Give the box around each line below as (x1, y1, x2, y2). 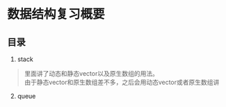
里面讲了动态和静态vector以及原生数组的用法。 (24, 69, 159, 77)
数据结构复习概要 (7, 6, 106, 22)
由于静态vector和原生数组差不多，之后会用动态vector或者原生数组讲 (24, 78, 220, 86)
